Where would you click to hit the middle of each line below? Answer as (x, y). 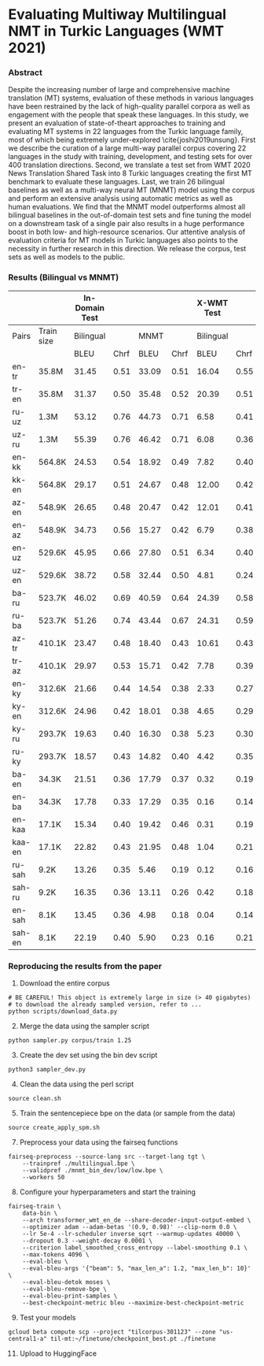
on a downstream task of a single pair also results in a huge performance (126, 224)
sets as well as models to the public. (67, 257)
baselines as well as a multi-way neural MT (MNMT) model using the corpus (132, 190)
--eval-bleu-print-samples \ (70, 1296)
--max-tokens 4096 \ (56, 1255)
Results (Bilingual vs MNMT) (64, 277)
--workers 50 (44, 1178)
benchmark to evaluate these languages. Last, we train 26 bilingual (117, 182)
